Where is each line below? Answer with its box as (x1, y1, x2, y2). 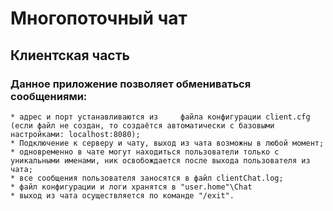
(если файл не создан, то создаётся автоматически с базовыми (10, 120, 275, 131)
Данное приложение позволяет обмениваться (10, 77, 252, 91)
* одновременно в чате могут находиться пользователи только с (10, 147, 280, 157)
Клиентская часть (10, 47, 130, 64)
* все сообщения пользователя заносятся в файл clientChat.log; (10, 173, 284, 183)
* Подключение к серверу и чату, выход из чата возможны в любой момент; (10, 138, 325, 148)
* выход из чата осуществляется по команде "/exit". (10, 190, 235, 201)
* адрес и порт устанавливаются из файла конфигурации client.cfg (10, 112, 311, 122)
